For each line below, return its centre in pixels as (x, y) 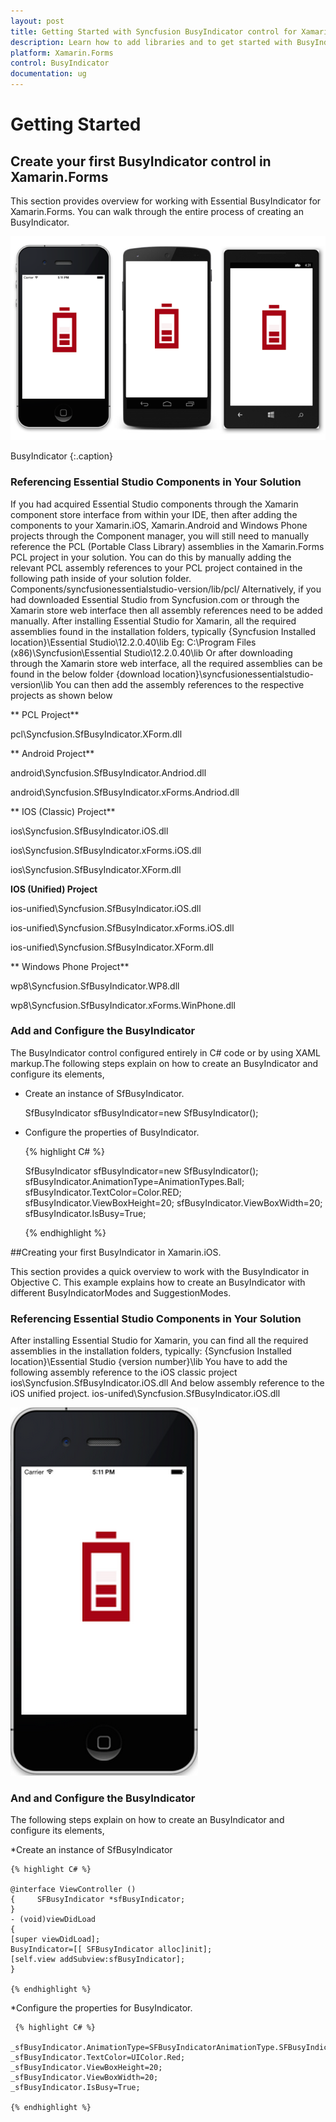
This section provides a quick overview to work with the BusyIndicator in (160, 1271)
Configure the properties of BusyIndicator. (112, 1132)
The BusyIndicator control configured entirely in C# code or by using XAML (165, 1052)
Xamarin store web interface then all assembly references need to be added (166, 610)
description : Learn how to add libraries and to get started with (151, 42)
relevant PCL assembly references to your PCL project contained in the (156, 567)
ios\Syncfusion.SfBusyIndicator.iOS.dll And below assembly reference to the (167, 1383)
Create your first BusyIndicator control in (141, 161)
